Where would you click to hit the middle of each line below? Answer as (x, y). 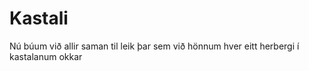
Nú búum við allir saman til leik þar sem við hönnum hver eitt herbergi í (154, 46)
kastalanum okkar (46, 56)
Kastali (39, 18)
